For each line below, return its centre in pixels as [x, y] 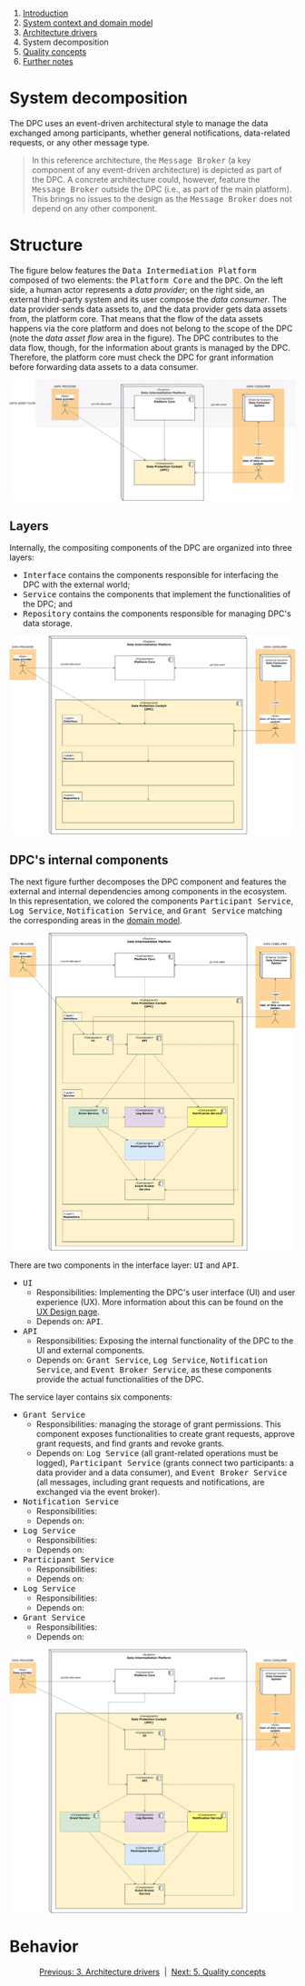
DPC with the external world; [76, 584]
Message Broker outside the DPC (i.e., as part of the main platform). [162, 189]
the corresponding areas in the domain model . [96, 921]
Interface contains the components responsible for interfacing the [150, 575]
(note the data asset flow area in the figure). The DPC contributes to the [144, 338]
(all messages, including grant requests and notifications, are [150, 1482]
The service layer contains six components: [91, 1397]
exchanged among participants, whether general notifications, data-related [150, 133]
